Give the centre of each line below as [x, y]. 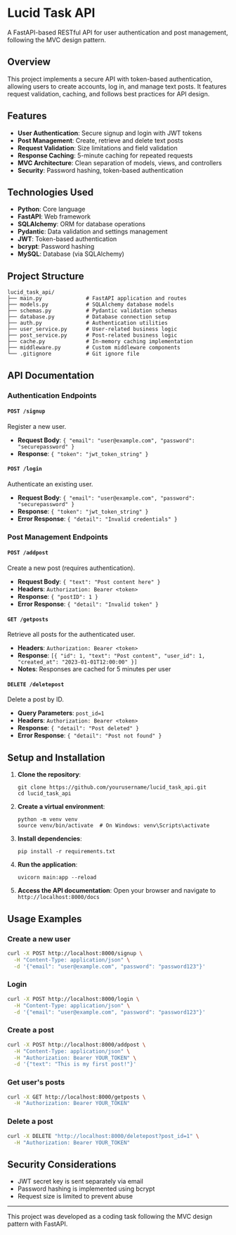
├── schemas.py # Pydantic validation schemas [92, 311]
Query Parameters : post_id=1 [61, 713]
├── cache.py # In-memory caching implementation [100, 342]
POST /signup [26, 412]
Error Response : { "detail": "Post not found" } [90, 735]
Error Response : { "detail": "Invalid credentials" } [97, 519]
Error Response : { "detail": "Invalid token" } [88, 604]
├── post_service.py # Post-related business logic [92, 335]
